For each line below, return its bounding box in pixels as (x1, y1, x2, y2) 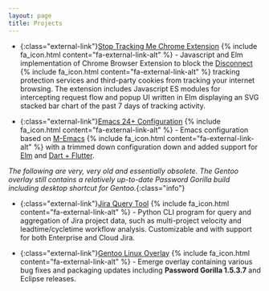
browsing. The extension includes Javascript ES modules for (19, 83, 221, 93)
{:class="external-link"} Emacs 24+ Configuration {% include (19, 116, 221, 126)
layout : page (8, 11, 52, 20)
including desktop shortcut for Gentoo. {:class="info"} (8, 183, 185, 192)
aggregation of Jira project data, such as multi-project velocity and (19, 216, 242, 225)
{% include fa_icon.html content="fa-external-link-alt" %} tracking (19, 67, 240, 76)
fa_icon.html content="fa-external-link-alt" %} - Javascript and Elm (19, 50, 243, 59)
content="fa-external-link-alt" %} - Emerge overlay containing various (19, 257, 253, 266)
